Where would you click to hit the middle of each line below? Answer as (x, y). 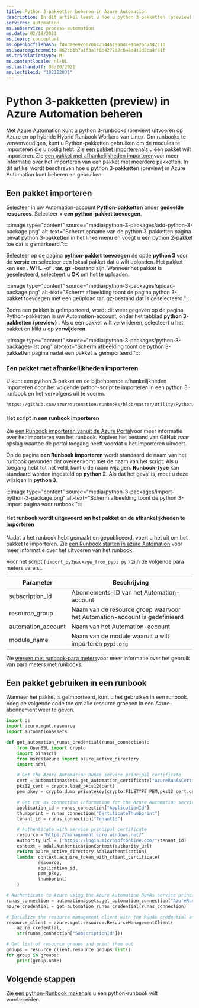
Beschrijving (131, 582)
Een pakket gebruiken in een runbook (76, 683)
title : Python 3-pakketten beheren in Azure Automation (76, 12)
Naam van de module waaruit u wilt (121, 636)
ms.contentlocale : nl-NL (37, 61)
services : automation (33, 23)
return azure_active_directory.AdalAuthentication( (82, 851)
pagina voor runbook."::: (53, 505)
